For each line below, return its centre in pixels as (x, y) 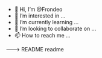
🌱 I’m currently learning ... (46, 22)
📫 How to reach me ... (42, 35)
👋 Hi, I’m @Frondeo (38, 9)
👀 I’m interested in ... (40, 16)
